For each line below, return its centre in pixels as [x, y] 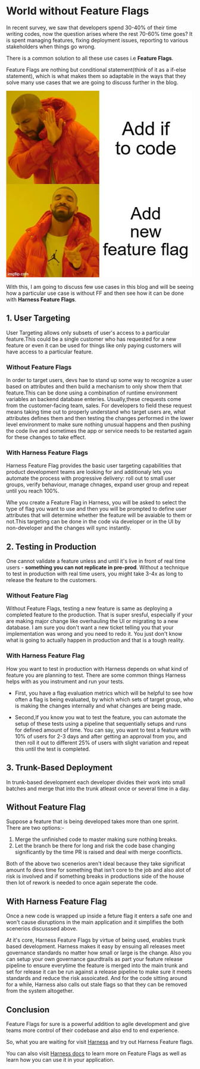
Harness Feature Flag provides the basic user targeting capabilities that [94, 466]
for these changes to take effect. [46, 438]
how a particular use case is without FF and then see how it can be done [95, 293]
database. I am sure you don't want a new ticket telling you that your [90, 627]
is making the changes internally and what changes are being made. [99, 706]
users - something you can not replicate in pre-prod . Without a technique [98, 568]
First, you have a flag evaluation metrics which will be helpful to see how [104, 693]
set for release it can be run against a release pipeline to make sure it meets [99, 972]
